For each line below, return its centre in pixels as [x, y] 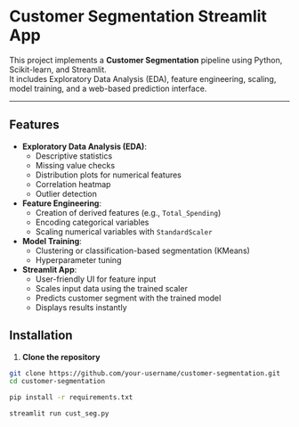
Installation [41, 336]
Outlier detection [66, 193]
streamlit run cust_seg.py [59, 414]
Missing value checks [75, 165]
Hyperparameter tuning [78, 259]
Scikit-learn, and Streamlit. [58, 70]
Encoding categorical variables [92, 222]
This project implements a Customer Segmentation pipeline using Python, [146, 60]
